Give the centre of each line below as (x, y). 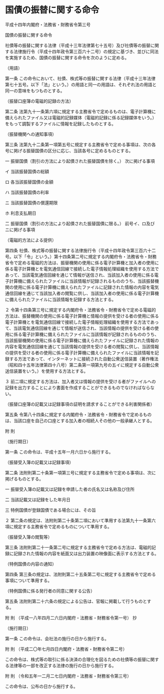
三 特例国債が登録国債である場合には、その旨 (51, 510)
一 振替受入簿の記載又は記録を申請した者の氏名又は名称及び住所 (70, 489)
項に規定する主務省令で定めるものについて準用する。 (59, 526)
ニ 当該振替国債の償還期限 (31, 203)
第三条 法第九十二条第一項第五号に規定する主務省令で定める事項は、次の (78, 144)
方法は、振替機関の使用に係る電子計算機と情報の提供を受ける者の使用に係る (82, 316)
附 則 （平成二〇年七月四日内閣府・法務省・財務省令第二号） (66, 649)
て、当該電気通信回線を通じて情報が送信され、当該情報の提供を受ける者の (80, 328)
